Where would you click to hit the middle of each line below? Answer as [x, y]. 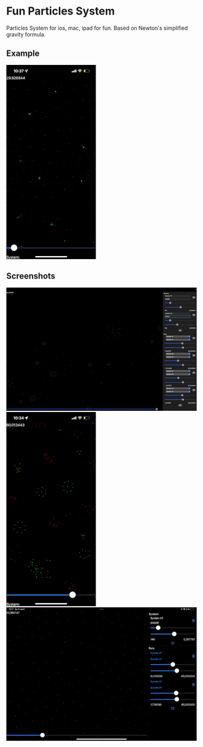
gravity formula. [26, 34]
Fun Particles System [60, 11]
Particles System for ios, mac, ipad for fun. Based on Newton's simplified [97, 28]
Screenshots [31, 276]
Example [23, 54]
